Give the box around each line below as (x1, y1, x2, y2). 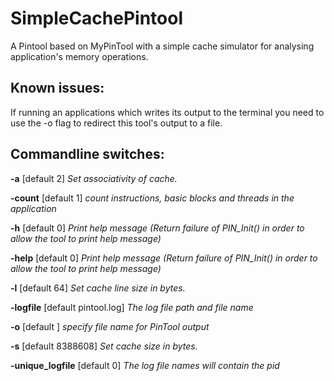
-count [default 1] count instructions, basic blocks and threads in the (10, 192, 295, 204)
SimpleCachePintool (10, 7, 184, 30)
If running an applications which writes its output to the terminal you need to (10, 106, 325, 118)
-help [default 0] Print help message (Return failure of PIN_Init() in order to (10, 252, 318, 264)
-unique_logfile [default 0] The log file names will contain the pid (10, 359, 280, 371)
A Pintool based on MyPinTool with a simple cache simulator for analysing (10, 40, 315, 52)
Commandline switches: (10, 146, 165, 163)
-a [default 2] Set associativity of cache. (10, 172, 178, 184)
